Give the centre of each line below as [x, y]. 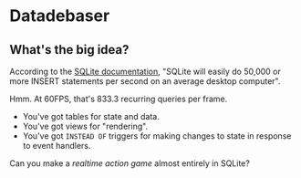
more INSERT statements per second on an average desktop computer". [145, 81]
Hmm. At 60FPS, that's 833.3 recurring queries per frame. [119, 99]
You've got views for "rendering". [85, 126]
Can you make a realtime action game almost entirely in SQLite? [130, 163]
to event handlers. [57, 146]
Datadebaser [60, 16]
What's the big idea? [69, 50]
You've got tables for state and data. [91, 116]
